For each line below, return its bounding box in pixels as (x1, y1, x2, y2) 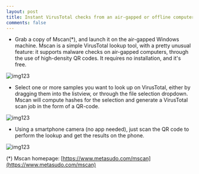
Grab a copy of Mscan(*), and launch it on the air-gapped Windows (14, 36, 179, 43)
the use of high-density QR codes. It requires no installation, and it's (14, 54, 181, 62)
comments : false (6, 20, 46, 25)
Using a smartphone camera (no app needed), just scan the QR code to (14, 125, 190, 133)
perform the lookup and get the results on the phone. (14, 132, 145, 139)
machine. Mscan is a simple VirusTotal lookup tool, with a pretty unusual (14, 42, 191, 49)
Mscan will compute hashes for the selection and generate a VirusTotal (14, 96, 188, 104)
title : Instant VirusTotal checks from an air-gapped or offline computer (6, 14, 195, 20)
